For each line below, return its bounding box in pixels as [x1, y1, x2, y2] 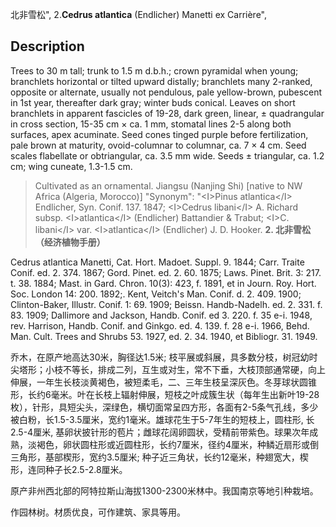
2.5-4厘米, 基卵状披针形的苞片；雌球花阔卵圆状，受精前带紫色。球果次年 [10, 426, 310, 438]
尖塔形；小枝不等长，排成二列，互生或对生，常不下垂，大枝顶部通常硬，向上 [10, 363, 326, 375]
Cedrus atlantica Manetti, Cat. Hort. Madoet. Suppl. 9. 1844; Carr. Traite [10, 256, 305, 268]
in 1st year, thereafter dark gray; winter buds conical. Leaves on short [10, 96, 296, 108]
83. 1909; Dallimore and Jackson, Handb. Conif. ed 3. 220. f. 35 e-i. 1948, [10, 309, 313, 321]
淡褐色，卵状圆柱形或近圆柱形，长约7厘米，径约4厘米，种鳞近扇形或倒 [27, 438, 319, 450]
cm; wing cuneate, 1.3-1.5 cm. [10, 160, 133, 172]
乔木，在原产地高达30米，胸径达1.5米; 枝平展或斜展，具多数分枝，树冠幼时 [10, 351, 318, 363]
